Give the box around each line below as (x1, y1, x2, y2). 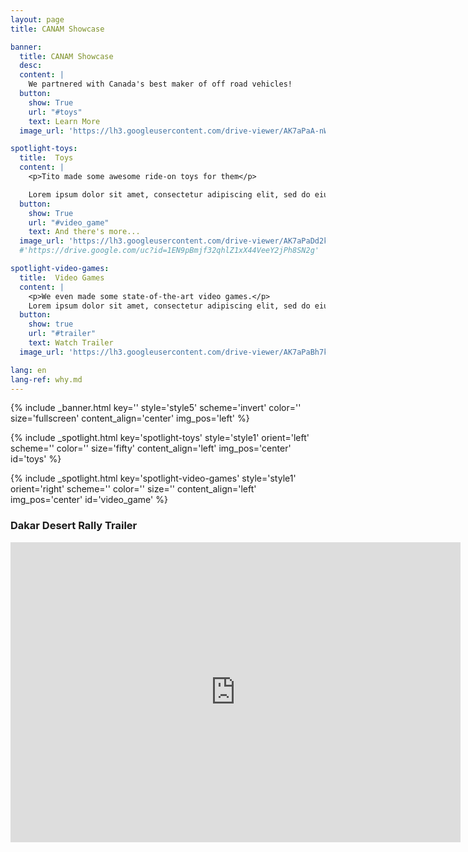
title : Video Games (19, 272, 105, 283)
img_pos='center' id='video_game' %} (10, 494, 168, 506)
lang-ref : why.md (10, 374, 83, 385)
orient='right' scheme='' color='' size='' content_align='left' (10, 483, 257, 495)
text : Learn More (28, 116, 101, 126)
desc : (19, 61, 43, 71)
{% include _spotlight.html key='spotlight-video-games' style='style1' (10, 472, 297, 485)
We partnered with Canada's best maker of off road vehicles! (28, 79, 293, 90)
